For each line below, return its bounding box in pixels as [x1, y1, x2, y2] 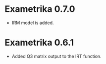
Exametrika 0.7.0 [4, 3, 75, 15]
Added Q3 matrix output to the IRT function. [11, 53, 102, 59]
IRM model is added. [11, 20, 54, 26]
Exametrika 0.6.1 [4, 37, 74, 48]
